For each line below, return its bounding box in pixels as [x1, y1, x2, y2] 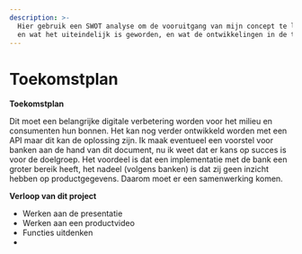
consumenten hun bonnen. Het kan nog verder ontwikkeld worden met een [9, 125, 288, 136]
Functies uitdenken [22, 227, 93, 239]
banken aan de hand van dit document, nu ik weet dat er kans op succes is [9, 145, 287, 156]
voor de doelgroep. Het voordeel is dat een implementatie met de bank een [9, 154, 288, 165]
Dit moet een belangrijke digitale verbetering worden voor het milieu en [9, 116, 272, 127]
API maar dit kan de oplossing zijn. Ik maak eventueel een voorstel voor [9, 135, 274, 146]
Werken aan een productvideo [22, 218, 135, 229]
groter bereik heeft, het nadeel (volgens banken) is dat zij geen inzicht [9, 164, 270, 175]
